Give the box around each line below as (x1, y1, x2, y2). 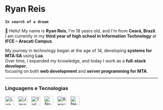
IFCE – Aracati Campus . (5, 38, 53, 44)
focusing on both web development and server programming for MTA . (5, 68, 148, 74)
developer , (5, 63, 28, 69)
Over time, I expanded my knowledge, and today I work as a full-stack (5, 58, 147, 63)
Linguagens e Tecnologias (5, 85, 68, 92)
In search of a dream (5, 19, 49, 24)
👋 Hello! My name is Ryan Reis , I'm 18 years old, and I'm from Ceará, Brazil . (5, 28, 157, 33)
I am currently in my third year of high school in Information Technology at (5, 33, 157, 39)
